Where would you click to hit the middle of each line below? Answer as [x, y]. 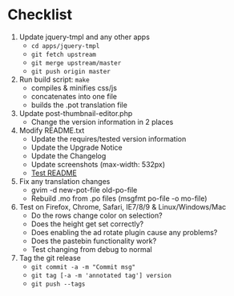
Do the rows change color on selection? [97, 215]
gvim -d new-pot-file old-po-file [84, 190]
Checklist [40, 15]
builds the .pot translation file [79, 105]
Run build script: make [54, 79]
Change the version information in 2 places [102, 122]
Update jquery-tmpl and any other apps [84, 37]
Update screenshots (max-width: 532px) [98, 164]
